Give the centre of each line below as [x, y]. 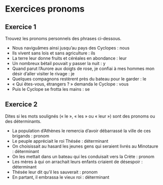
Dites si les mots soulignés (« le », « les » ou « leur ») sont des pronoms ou [80, 116]
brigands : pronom [31, 136]
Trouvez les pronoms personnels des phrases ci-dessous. [63, 38]
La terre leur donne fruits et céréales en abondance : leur [69, 58]
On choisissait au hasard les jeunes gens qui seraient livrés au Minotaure [85, 146]
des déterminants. [23, 121]
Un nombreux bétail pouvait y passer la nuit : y [59, 63]
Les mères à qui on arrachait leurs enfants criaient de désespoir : [77, 162]
